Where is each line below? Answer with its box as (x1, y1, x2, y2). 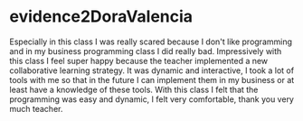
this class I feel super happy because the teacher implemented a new (9, 55, 269, 66)
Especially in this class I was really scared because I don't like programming (9, 36, 292, 47)
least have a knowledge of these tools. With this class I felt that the (9, 84, 259, 95)
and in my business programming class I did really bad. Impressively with (9, 45, 282, 56)
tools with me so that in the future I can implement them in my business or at (9, 74, 295, 85)
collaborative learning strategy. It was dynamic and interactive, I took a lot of (9, 65, 295, 76)
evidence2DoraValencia (9, 6, 193, 27)
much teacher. (9, 103, 63, 114)
